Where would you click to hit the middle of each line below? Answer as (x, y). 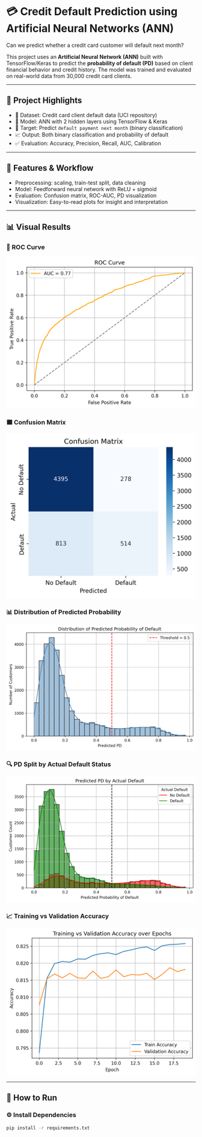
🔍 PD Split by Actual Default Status (59, 764)
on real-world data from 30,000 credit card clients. (69, 76)
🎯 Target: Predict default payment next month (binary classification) (99, 127)
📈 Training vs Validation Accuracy (58, 916)
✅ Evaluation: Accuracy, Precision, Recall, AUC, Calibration (88, 143)
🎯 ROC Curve (26, 247)
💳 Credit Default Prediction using (92, 12)
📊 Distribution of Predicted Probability (64, 612)
